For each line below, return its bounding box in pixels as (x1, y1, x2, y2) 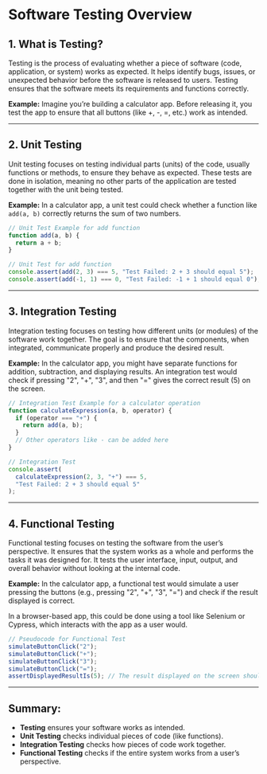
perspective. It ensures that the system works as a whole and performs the (8, 547, 254, 557)
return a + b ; (15, 239, 62, 247)
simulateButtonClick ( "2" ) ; (8, 643, 98, 651)
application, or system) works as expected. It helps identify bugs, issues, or (8, 67, 256, 76)
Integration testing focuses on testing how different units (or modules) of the (8, 326, 259, 335)
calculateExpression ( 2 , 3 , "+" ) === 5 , (15, 472, 148, 481)
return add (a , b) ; (22, 421, 83, 429)
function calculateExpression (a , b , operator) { (8, 406, 172, 415)
